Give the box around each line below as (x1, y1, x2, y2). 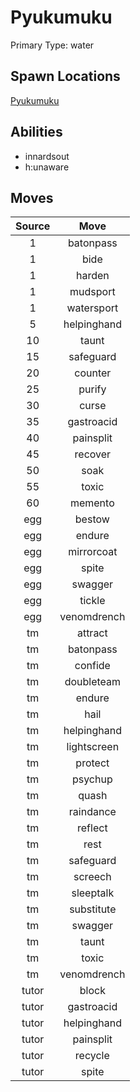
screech (73, 870, 112, 884)
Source (15, 219, 51, 233)
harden (75, 269, 110, 283)
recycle (74, 1049, 110, 1063)
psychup (71, 772, 113, 786)
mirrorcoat (68, 545, 118, 559)
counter (74, 366, 112, 380)
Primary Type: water (10, 39, 95, 51)
